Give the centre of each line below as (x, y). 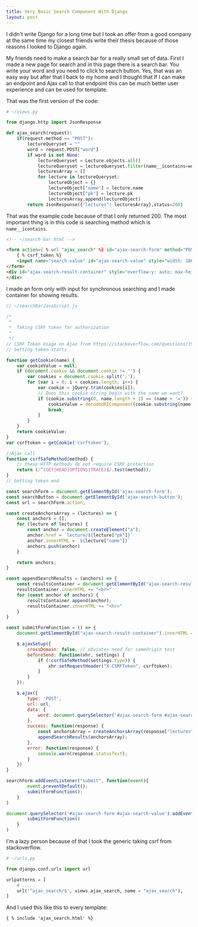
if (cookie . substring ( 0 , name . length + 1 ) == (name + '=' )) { (115, 399)
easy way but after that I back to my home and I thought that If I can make (96, 77)
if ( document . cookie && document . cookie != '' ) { (79, 371)
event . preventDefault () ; (58, 786)
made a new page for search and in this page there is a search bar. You (93, 64)
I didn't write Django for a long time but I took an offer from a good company (99, 34)
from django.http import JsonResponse (54, 122)
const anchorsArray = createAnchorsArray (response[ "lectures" (115, 732)
